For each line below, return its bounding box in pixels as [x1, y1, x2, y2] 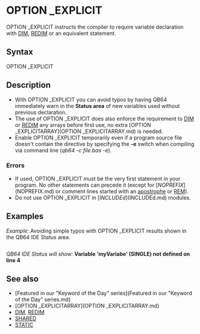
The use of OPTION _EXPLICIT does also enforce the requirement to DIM [14, 115, 194, 122]
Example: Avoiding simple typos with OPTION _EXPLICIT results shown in [6, 227, 187, 234]
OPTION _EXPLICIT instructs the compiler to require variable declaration [6, 23, 184, 30]
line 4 [6, 256, 21, 264]
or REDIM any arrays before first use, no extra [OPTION [14, 121, 151, 128]
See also [6, 274, 39, 284]
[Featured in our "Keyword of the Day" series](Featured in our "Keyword [14, 290, 193, 297]
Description [6, 80, 51, 90]
